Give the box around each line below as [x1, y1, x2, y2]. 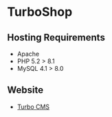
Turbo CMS [16, 103, 50, 111]
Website [7, 84, 43, 96]
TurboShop [7, 4, 73, 20]
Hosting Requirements [7, 32, 105, 43]
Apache [16, 50, 40, 58]
